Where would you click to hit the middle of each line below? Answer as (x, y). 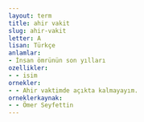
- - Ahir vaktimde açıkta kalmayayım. (73, 90)
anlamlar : (25, 53)
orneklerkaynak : (35, 98)
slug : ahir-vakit (37, 31)
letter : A (25, 38)
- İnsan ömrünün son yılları (57, 61)
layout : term (30, 16)
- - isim (23, 75)
